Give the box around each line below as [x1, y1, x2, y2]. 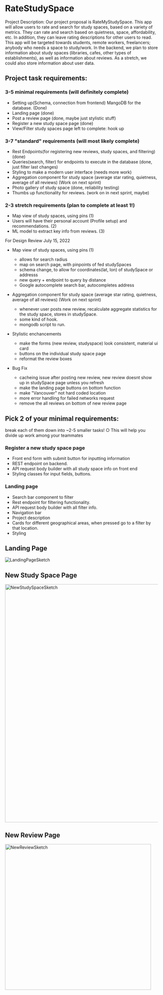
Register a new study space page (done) [12, 120, 94, 126]
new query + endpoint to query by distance [19, 277, 106, 283]
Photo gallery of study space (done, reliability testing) [12, 185, 120, 190]
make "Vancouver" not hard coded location [19, 390, 106, 396]
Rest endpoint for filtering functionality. [12, 499, 91, 505]
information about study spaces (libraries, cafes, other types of [5, 49, 131, 56]
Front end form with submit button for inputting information [12, 456, 130, 461]
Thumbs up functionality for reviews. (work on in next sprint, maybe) [12, 190, 149, 195]
